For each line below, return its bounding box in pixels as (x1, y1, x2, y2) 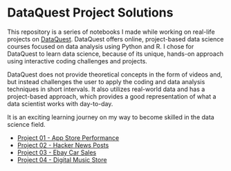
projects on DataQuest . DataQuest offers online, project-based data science (7, 34, 224, 43)
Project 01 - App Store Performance (17, 133, 120, 142)
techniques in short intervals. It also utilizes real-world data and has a (7, 85, 205, 93)
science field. (7, 120, 46, 128)
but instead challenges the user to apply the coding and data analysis (7, 77, 205, 85)
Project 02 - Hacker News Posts (17, 141, 109, 149)
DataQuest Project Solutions (7, 5, 174, 21)
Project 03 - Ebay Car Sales (17, 148, 97, 157)
